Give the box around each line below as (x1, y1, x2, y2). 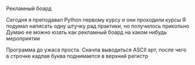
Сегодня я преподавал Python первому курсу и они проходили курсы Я (6, 16, 186, 23)
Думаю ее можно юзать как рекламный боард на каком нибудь (6, 29, 167, 36)
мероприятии (6, 35, 40, 42)
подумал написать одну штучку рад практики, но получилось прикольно (6, 23, 190, 29)
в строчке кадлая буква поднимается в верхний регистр (6, 53, 148, 59)
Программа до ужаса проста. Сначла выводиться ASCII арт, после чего (6, 46, 187, 53)
